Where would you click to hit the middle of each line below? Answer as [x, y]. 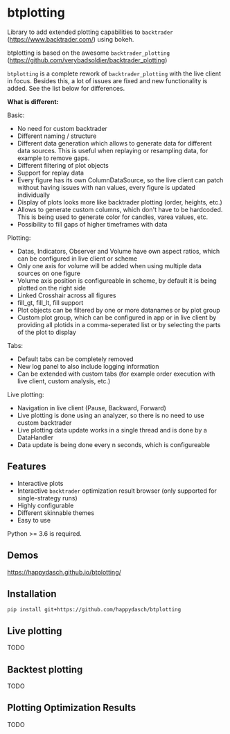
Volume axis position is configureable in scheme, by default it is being [117, 280]
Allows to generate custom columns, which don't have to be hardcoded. [120, 209]
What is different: [33, 101]
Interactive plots [40, 483]
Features [27, 467]
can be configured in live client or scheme [77, 259]
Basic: [16, 115]
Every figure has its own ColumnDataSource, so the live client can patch [120, 180]
